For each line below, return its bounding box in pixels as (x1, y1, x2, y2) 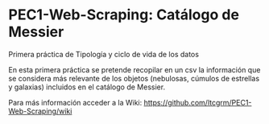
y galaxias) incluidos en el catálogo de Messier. (8, 82, 166, 92)
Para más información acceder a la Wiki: (8, 97, 143, 107)
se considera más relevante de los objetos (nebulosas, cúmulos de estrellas (8, 73, 260, 83)
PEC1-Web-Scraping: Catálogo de (8, 6, 240, 24)
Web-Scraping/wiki (8, 106, 72, 116)
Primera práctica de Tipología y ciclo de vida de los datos (8, 49, 200, 59)
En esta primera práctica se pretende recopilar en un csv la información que (8, 64, 261, 74)
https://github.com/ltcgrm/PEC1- (143, 97, 252, 107)
